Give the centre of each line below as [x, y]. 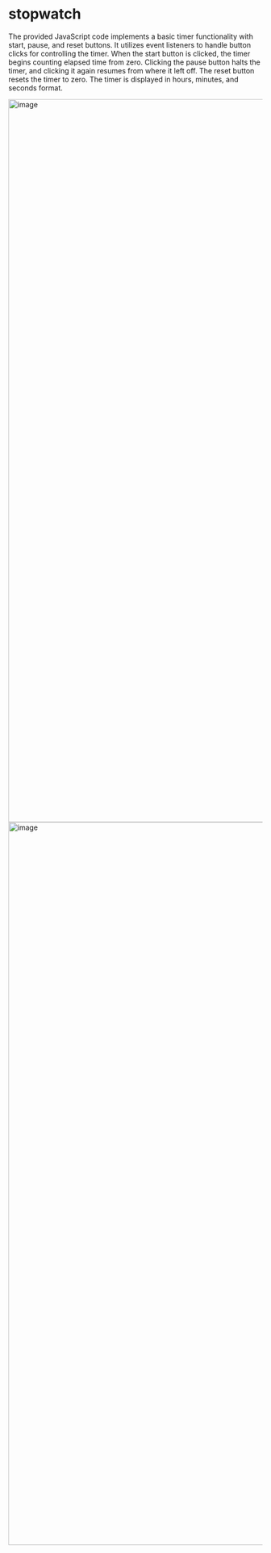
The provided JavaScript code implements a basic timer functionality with [131, 36]
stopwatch [45, 14]
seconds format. [35, 88]
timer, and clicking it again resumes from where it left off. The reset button [131, 70]
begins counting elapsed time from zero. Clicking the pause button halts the [134, 62]
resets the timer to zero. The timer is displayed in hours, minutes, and [123, 79]
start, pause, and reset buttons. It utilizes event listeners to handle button [130, 44]
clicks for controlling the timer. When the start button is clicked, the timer [129, 53]
